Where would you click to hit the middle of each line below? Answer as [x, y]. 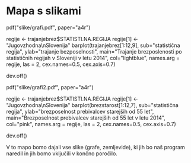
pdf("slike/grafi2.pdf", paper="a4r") [50, 87]
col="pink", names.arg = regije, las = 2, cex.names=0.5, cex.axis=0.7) [91, 124]
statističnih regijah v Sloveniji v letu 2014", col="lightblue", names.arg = [93, 58]
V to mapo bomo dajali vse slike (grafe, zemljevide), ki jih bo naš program [95, 147]
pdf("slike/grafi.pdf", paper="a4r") [48, 27]
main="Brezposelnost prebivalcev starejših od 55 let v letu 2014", [86, 118]
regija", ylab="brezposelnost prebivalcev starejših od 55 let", [80, 111]
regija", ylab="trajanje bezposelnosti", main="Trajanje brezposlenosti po [94, 51]
